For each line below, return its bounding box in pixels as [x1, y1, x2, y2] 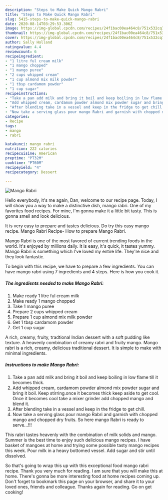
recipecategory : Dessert [5, 169, 57, 175]
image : [5, 26, 19, 31]
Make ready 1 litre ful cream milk [12, 293, 79, 299]
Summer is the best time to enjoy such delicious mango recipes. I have [5, 437, 151, 443]
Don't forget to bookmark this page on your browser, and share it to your [5, 479, 155, 485]
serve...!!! [12, 422, 32, 428]
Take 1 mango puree [12, 303, 54, 310]
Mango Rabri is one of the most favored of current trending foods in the [5, 238, 152, 244]
